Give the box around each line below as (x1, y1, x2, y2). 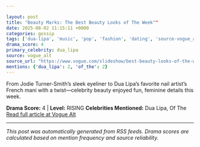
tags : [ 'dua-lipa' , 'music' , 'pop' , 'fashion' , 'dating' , (6, 36, 153, 42)
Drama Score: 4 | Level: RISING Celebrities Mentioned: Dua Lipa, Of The (6, 104, 187, 111)
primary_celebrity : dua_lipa (6, 47, 79, 54)
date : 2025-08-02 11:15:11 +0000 (6, 25, 89, 31)
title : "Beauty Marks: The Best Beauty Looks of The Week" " (6, 19, 159, 26)
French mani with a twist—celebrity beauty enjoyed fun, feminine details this (6, 86, 194, 93)
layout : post (6, 14, 39, 20)
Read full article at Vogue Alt (6, 111, 76, 118)
